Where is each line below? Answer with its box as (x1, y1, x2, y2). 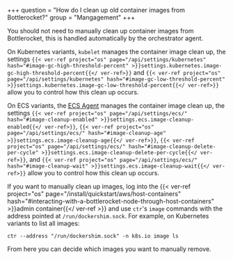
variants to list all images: (7, 219, 80, 227)
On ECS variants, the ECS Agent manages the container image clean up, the (7, 101, 225, 110)
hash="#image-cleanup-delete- (128, 143, 216, 150)
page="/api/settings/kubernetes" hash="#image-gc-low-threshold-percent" (7, 76, 226, 83)
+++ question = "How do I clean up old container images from (7, 6, 186, 14)
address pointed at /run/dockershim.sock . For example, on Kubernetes (7, 212, 209, 220)
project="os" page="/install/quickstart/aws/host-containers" (7, 190, 182, 197)
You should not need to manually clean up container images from (7, 27, 194, 35)
